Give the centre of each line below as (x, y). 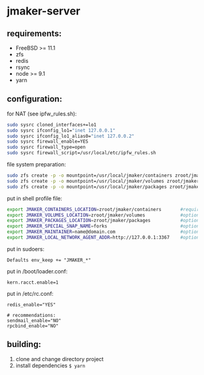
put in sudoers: (26, 249)
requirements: (35, 34)
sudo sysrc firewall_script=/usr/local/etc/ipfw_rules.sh (81, 153)
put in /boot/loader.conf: (37, 271)
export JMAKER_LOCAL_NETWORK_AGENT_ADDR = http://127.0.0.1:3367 (88, 238)
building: (24, 344)
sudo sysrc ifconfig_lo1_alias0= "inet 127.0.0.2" (71, 136)
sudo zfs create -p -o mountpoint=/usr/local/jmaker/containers (90, 176)
